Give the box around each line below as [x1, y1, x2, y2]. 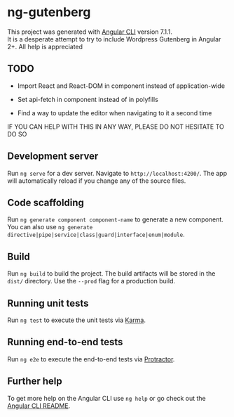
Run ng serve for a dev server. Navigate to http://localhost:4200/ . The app [7, 169, 228, 177]
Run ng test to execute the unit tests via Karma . [7, 316, 146, 324]
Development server [7, 150, 99, 162]
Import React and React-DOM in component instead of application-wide [17, 82, 226, 90]
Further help [7, 376, 63, 387]
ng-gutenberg [7, 4, 91, 20]
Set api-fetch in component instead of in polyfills [17, 95, 159, 103]
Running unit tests [7, 297, 89, 309]
